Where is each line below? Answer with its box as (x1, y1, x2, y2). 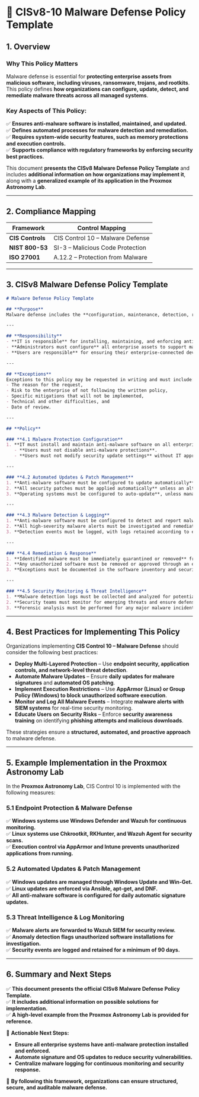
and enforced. (14, 1047, 51, 1054)
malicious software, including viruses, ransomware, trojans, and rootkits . (6, 79, 190, 86)
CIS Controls (9, 234, 46, 242)
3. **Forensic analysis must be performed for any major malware (6, 605, 171, 611)
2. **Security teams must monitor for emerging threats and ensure (6, 599, 176, 605)
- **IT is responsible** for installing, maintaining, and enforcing (6, 338, 182, 345)
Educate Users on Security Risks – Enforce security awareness (14, 711, 173, 718)
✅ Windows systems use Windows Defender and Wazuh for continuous (6, 817, 187, 825)
